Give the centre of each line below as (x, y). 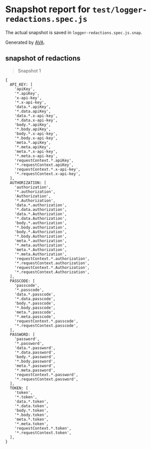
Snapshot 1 (29, 70)
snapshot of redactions (43, 58)
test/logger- (120, 10)
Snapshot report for (48, 9)
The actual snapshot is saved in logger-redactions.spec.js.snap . (74, 32)
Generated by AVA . (25, 42)
